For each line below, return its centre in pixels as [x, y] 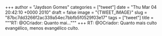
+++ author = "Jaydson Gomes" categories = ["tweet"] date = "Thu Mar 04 [81, 7]
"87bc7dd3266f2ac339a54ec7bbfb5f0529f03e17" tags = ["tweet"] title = [79, 18]
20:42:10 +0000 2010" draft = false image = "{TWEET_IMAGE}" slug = [76, 12]
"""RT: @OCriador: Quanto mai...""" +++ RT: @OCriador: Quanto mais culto [81, 23]
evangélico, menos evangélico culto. [42, 28]
